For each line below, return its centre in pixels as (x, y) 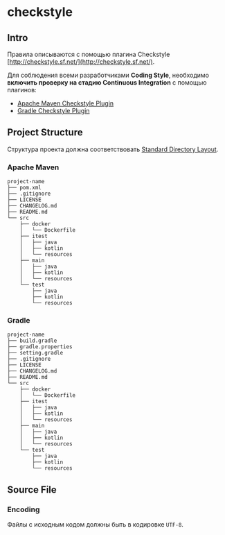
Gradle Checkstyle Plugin (53, 111)
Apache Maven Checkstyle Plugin (65, 103)
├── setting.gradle (35, 353)
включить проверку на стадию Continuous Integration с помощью (107, 83)
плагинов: (22, 90)
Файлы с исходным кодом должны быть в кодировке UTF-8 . (95, 525)
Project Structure (45, 133)
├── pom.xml (24, 188)
